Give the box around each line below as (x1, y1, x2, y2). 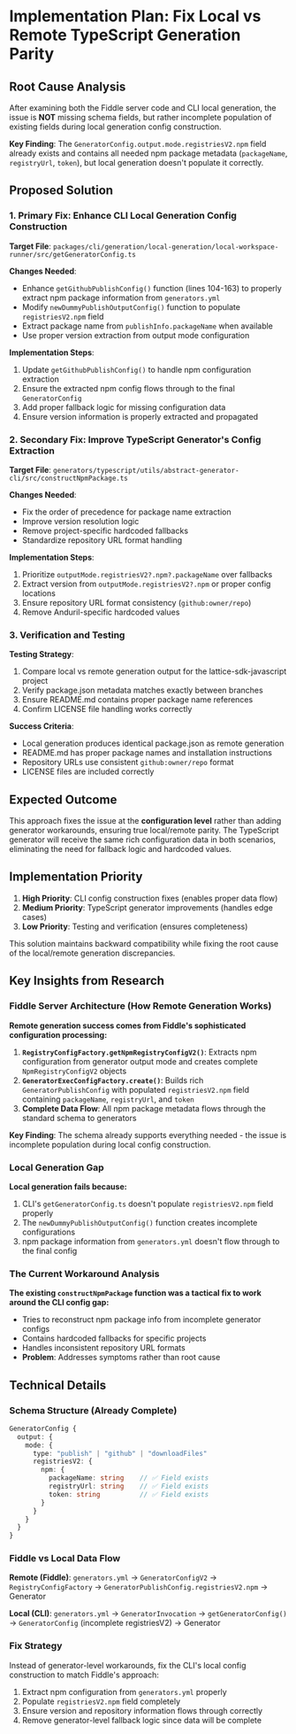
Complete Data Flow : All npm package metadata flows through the (21, 1103, 267, 1113)
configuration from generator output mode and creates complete (21, 1056, 258, 1066)
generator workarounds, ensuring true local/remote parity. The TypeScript (9, 825, 280, 836)
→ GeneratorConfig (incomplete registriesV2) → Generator (9, 1618, 221, 1629)
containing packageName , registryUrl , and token (21, 1094, 194, 1104)
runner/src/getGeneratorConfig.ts (9, 250, 137, 259)
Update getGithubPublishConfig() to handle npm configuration (21, 364, 252, 375)
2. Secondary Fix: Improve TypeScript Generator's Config (9, 433, 262, 445)
